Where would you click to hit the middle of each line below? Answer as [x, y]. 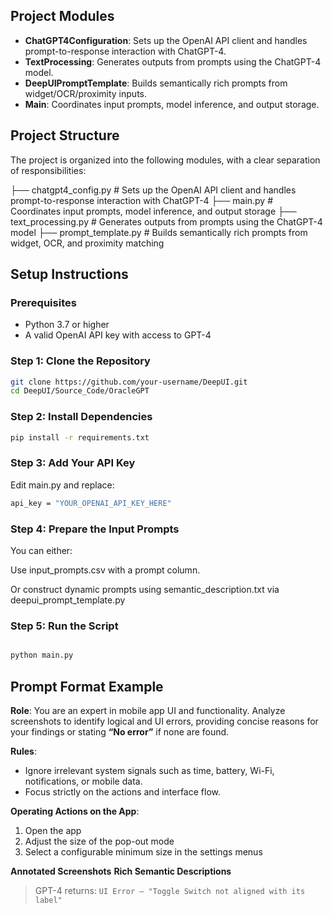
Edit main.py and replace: [62, 485]
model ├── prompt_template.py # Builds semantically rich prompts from [159, 232]
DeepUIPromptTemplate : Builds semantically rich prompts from [156, 83]
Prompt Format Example [87, 686]
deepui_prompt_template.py [68, 600]
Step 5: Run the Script [64, 626]
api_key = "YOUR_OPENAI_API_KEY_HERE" [91, 503]
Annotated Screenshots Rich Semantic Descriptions [121, 871]
